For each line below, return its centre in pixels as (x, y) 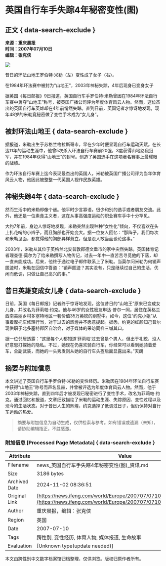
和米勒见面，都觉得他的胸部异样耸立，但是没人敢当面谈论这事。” (70, 238)
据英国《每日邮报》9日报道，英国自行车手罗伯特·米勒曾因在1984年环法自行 (81, 96)
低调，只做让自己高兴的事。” (42, 274)
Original (17, 496)
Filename (18, 465)
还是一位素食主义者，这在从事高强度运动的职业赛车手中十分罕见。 (85, 216)
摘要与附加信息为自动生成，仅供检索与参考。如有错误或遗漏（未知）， (87, 423)
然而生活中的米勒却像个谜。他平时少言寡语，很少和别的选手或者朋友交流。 (81, 209)
